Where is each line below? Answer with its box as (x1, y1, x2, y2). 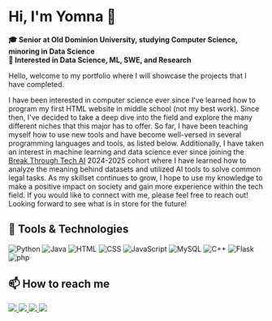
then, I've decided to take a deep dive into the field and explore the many (8, 112, 253, 122)
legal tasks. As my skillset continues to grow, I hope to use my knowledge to (8, 172, 263, 182)
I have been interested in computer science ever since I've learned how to (8, 95, 256, 105)
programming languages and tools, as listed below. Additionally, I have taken (8, 138, 264, 148)
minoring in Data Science (8, 46, 95, 56)
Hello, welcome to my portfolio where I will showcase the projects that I (8, 71, 247, 80)
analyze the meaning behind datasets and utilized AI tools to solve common (8, 164, 261, 174)
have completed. (8, 79, 65, 89)
